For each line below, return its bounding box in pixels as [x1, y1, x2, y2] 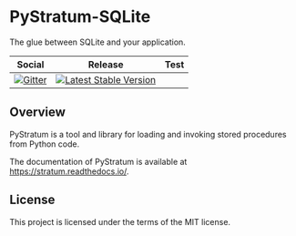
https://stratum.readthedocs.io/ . [9, 166, 129, 177]
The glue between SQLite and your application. [9, 36, 187, 47]
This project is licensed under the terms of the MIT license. [9, 216, 230, 227]
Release [87, 57, 124, 70]
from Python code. [9, 139, 80, 149]
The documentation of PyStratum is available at [9, 156, 188, 167]
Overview [9, 105, 66, 120]
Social [16, 57, 45, 70]
